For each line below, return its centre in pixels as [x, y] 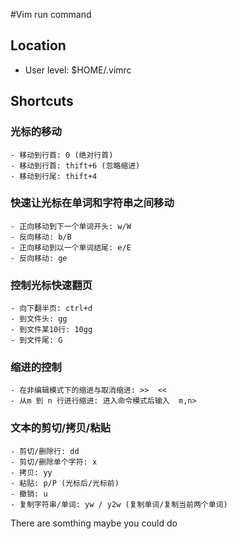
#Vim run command [51, 14]
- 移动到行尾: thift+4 [54, 176]
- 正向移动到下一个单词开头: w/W [71, 226]
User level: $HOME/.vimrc [78, 70]
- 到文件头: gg [39, 319]
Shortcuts [42, 101]
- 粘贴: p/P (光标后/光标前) [65, 483]
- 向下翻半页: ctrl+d [51, 309]
